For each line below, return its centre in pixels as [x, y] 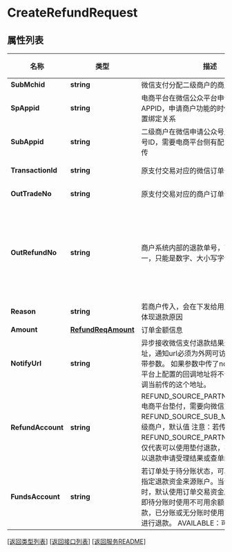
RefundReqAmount [102, 329]
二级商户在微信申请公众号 [183, 132]
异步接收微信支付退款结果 [183, 343]
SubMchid [28, 84]
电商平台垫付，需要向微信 [183, 406]
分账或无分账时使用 [193, 513]
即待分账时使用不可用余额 [183, 502]
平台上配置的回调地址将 [179, 374]
